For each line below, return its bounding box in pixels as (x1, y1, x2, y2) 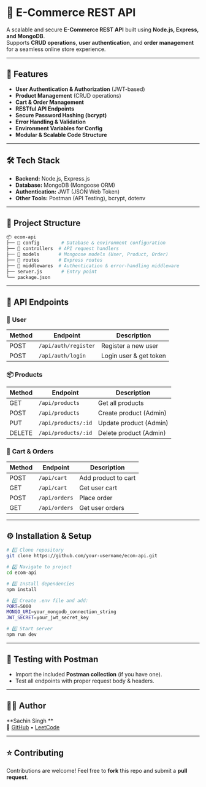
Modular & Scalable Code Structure (15, 131, 107, 138)
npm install (6, 586, 37, 592)
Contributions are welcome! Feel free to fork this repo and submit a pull (6, 767, 188, 775)
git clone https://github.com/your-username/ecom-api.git (6, 553, 158, 559)
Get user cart (79, 484, 118, 492)
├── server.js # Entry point (6, 268, 97, 275)
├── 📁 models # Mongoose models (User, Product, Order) (6, 251, 169, 257)
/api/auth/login (39, 353, 86, 359)
